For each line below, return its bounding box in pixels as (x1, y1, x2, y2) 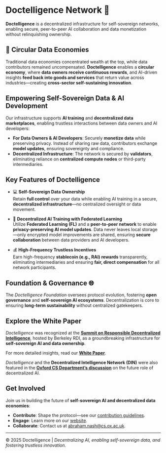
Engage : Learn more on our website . (12, 417, 88, 423)
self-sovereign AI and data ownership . (5, 340, 86, 346)
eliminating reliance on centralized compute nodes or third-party (12, 156, 146, 162)
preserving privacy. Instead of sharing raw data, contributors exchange (12, 140, 157, 146)
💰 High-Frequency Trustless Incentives (12, 247, 97, 253)
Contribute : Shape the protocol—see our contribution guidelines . (12, 412, 146, 418)
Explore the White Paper (5, 317, 82, 325)
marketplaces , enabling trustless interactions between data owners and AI (5, 120, 158, 126)
